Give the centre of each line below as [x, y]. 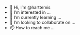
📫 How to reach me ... [32, 28]
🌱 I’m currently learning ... [35, 17]
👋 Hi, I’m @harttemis [30, 7]
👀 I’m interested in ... [30, 12]
